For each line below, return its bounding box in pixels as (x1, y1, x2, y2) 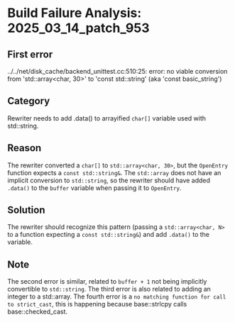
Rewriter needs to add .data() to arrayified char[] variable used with (7, 113, 207, 122)
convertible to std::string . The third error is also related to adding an (7, 285, 212, 294)
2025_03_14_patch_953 (7, 20, 150, 36)
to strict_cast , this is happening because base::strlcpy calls (7, 300, 187, 309)
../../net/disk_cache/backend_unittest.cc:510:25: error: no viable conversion (7, 67, 228, 75)
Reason (7, 142, 42, 154)
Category (7, 95, 50, 107)
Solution (7, 204, 45, 216)
